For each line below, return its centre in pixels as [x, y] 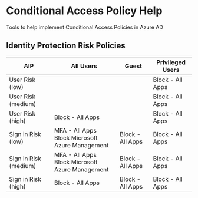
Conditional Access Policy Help [84, 11]
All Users [84, 66]
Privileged [171, 62]
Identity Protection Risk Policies [66, 46]
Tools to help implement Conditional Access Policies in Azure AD [85, 27]
